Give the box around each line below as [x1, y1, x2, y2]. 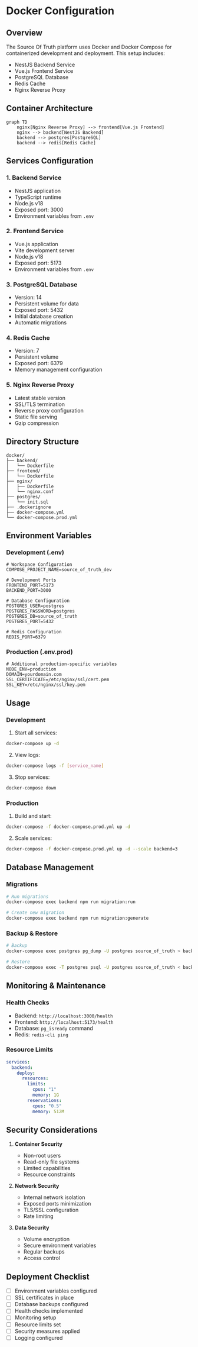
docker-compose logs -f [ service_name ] [6, 763, 104, 769]
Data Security [14, 1224, 49, 1232]
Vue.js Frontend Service [14, 67, 74, 75]
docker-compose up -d [6, 741, 60, 747]
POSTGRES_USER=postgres [6, 603, 65, 609]
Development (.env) [6, 548, 65, 556]
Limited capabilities [23, 1165, 71, 1172]
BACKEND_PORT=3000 [6, 588, 51, 594]
